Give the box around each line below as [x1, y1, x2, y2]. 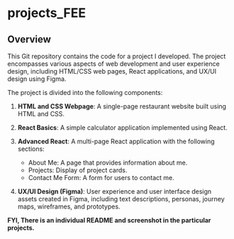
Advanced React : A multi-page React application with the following [17, 137, 215, 145]
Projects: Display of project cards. [28, 166, 128, 174]
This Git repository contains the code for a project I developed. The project [7, 52, 226, 60]
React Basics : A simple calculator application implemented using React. [17, 123, 228, 132]
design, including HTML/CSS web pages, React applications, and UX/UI [7, 67, 217, 75]
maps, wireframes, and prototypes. [17, 202, 121, 211]
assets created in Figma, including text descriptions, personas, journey [17, 195, 225, 203]
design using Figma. [7, 74, 67, 83]
